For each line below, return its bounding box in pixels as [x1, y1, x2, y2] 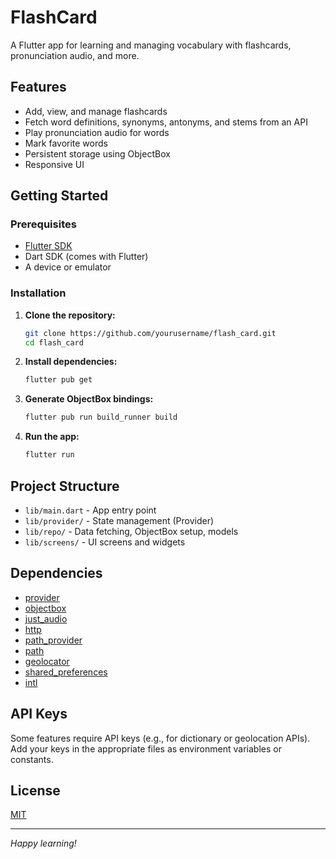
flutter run [24, 450, 75, 460]
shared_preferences [24, 666, 108, 678]
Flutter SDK [24, 240, 73, 252]
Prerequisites [10, 217, 77, 231]
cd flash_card [24, 337, 84, 348]
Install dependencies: [24, 356, 118, 368]
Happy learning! [10, 837, 77, 850]
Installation [10, 286, 67, 300]
